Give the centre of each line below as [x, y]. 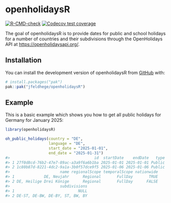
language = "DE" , [67, 144]
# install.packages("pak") [34, 82]
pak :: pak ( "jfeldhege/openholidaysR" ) [45, 87]
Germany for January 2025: [34, 120]
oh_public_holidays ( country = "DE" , [44, 139]
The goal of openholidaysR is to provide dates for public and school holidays [85, 33]
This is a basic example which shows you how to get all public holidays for [83, 115]
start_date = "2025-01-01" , [78, 148]
